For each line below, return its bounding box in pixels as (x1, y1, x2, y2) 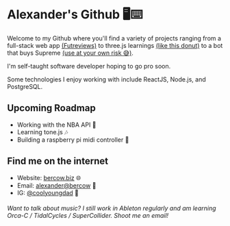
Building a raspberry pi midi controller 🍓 (16, 136, 129, 144)
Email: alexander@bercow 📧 (16, 181, 97, 190)
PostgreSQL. (7, 82, 43, 90)
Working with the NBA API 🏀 (16, 121, 97, 129)
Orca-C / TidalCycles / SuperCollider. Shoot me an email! (7, 212, 169, 220)
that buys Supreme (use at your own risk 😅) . (7, 49, 133, 57)
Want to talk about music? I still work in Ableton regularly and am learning (7, 204, 217, 212)
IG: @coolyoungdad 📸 (16, 188, 79, 197)
